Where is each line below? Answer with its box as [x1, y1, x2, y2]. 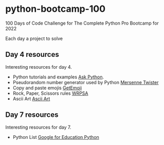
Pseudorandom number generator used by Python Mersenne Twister [12, 79, 159, 85]
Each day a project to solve [5, 35, 63, 42]
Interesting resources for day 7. [5, 124, 71, 130]
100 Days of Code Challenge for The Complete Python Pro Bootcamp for [5, 20, 159, 26]
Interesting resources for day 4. [5, 64, 72, 70]
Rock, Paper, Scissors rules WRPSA [12, 90, 88, 96]
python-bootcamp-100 [5, 3, 106, 15]
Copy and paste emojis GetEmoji [12, 85, 82, 91]
